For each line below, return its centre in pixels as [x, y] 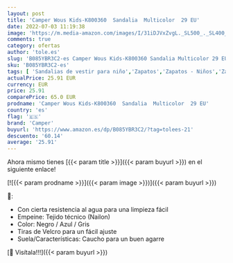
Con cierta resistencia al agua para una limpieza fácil [93, 210]
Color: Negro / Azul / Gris [53, 224]
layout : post [26, 13]
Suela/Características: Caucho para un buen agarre [91, 239]
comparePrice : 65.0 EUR [42, 98]
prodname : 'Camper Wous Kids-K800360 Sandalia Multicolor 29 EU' [108, 104]
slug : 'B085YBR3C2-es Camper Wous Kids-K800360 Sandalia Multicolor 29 [113, 59]
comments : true [29, 39]
